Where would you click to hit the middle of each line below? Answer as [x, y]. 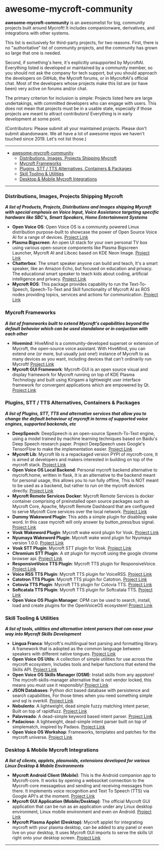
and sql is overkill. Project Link [43, 701]
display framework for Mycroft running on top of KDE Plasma [73, 374]
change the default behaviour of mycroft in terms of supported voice [76, 418]
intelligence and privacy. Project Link [49, 279]
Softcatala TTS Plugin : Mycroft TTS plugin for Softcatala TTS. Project [82, 590]
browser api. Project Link [37, 558]
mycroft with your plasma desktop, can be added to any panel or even [82, 827]
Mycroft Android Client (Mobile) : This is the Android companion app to [84, 775]
